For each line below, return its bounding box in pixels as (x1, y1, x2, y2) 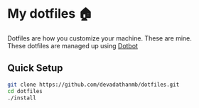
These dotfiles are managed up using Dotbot (7, 41, 139, 50)
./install (7, 94, 37, 102)
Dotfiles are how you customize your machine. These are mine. (7, 33, 192, 43)
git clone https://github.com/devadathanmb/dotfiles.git (7, 81, 180, 88)
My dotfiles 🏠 (7, 6, 93, 22)
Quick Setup (7, 62, 63, 75)
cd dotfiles (7, 87, 43, 94)
